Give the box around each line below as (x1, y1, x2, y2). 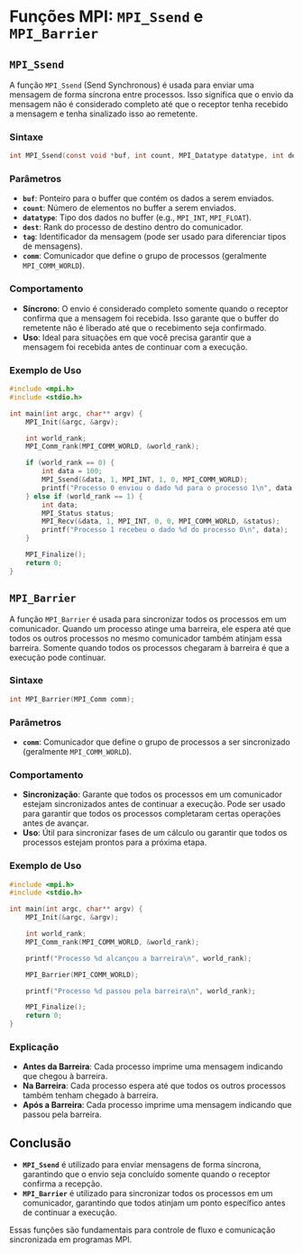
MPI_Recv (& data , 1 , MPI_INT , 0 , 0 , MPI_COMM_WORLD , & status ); (41, 517, 280, 526)
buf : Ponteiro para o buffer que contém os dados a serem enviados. (22, 193, 275, 204)
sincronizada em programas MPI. (9, 1234, 133, 1245)
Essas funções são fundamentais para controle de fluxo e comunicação (9, 1224, 276, 1236)
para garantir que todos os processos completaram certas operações (22, 809, 281, 819)
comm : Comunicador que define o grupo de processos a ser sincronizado (22, 737, 291, 747)
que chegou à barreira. (22, 1071, 108, 1082)
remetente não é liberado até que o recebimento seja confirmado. (22, 322, 268, 333)
